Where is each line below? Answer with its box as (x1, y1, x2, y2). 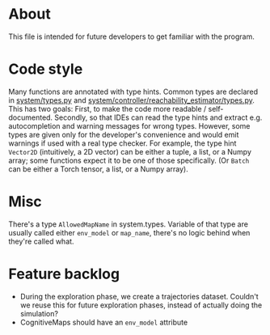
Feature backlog (8, 265, 120, 283)
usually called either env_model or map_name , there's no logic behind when (8, 227, 251, 237)
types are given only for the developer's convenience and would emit (8, 129, 239, 139)
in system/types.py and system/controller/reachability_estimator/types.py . (8, 95, 255, 105)
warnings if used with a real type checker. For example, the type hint (8, 138, 237, 148)
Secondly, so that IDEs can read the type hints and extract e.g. (54, 112, 263, 122)
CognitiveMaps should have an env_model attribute (19, 317, 188, 327)
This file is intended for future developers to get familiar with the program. (8, 32, 255, 41)
